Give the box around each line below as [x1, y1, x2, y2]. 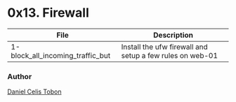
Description [153, 30, 193, 40]
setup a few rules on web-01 [121, 50, 218, 60]
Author [7, 71, 32, 81]
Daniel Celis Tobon [7, 87, 62, 96]
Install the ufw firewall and [121, 42, 209, 52]
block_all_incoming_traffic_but [11, 50, 111, 60]
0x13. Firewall [7, 5, 90, 21]
